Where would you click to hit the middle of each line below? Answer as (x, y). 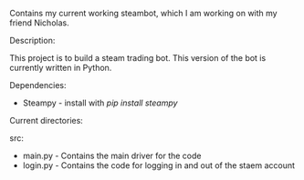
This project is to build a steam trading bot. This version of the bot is (138, 58)
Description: (32, 40)
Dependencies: (38, 85)
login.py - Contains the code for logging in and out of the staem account (158, 165)
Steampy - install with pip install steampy (100, 103)
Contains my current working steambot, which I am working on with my (143, 13)
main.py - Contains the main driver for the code (112, 155)
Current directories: (47, 120)
